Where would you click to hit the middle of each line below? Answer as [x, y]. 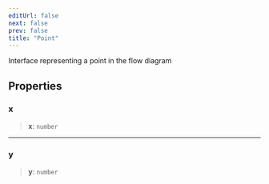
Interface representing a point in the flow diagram [90, 61]
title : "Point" [34, 38]
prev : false [28, 30]
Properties [35, 86]
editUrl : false [34, 16]
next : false [28, 23]
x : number [43, 126]
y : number [43, 172]
